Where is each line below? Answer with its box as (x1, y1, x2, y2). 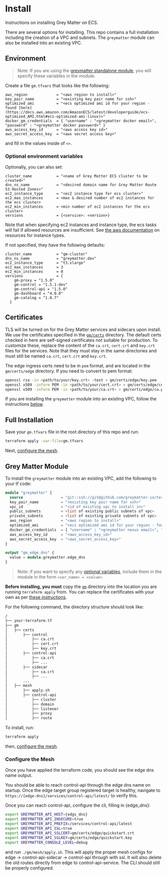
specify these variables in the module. (17, 73, 96, 79)
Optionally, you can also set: (5, 164, 63, 170)
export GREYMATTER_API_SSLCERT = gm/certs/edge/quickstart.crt (5, 831, 135, 836)
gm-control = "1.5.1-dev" (14, 283, 68, 288)
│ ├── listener (5, 706, 59, 711)
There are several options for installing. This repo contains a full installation (5, 29, 159, 35)
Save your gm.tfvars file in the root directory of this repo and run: (5, 429, 139, 435)
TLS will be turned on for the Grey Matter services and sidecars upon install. (5, 326, 162, 332)
